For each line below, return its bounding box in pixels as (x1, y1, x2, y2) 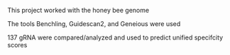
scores (7, 41, 28, 49)
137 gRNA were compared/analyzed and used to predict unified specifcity (7, 33, 224, 42)
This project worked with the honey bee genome (7, 6, 150, 14)
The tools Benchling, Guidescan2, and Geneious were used (7, 20, 181, 28)
